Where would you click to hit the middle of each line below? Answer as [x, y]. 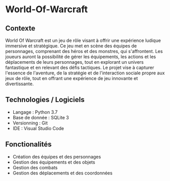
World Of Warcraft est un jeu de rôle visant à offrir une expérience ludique [83, 40]
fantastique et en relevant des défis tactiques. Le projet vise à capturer [80, 68]
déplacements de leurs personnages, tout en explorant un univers [75, 62]
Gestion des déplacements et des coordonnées [63, 173]
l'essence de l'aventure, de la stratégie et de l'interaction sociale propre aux [85, 73]
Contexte [20, 28]
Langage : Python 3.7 [35, 112]
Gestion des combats [35, 167]
